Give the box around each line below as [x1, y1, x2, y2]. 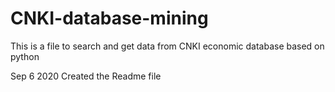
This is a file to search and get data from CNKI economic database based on [10, 40, 325, 52]
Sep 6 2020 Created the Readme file [10, 70, 162, 82]
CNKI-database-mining [10, 7, 209, 30]
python [10, 50, 40, 62]
